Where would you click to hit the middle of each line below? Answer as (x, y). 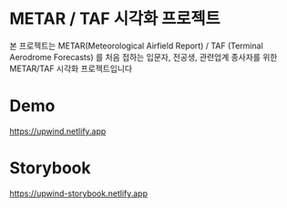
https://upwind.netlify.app (58, 131)
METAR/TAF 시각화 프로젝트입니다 (71, 68)
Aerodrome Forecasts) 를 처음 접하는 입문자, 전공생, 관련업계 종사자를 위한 (143, 57)
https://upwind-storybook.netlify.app (79, 193)
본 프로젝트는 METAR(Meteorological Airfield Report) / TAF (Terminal (137, 46)
